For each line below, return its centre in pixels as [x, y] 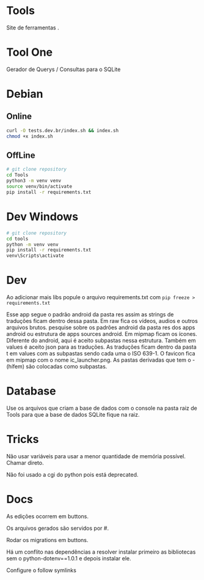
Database [31, 391]
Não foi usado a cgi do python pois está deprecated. [72, 474]
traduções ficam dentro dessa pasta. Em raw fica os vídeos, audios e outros [102, 321]
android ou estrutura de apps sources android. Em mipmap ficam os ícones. [102, 334]
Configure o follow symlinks [41, 570]
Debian [25, 94]
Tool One [30, 52]
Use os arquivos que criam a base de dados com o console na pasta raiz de [102, 408]
